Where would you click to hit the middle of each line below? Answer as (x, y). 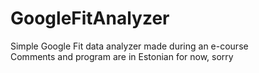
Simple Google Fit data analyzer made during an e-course (129, 46)
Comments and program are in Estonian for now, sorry (122, 56)
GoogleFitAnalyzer (90, 18)
